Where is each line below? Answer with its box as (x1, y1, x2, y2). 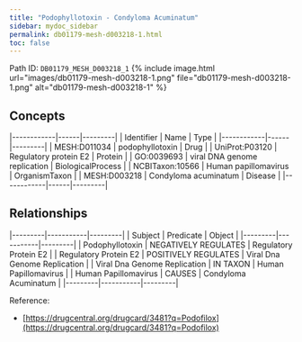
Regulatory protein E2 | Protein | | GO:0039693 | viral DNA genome (9, 151, 258, 162)
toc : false (9, 38, 50, 48)
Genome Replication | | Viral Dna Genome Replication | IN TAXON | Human (9, 258, 285, 269)
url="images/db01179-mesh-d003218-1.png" (9, 73, 175, 84)
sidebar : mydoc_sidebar (9, 22, 99, 31)
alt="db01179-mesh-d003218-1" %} (34, 82, 168, 93)
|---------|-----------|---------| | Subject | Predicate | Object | (9, 229, 239, 240)
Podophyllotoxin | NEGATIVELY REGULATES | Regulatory (83, 239, 293, 250)
